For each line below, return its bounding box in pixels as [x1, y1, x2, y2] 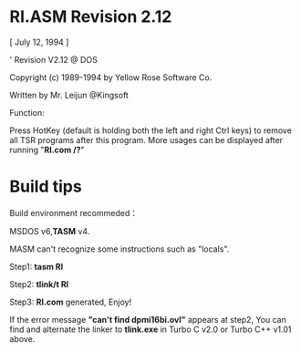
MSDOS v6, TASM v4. [9, 225, 90, 236]
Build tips [9, 176, 82, 197]
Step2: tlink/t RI [9, 278, 69, 289]
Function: [9, 107, 46, 118]
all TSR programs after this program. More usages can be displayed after [9, 134, 284, 145]
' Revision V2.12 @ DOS [9, 54, 98, 65]
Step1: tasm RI [9, 261, 64, 272]
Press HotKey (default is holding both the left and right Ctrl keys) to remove [9, 125, 292, 136]
